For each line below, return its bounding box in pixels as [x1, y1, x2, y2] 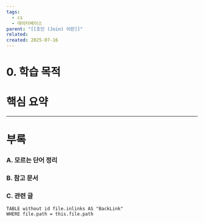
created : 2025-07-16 [6, 37, 59, 43]
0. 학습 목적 [6, 65, 61, 79]
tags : [6, 9, 20, 15]
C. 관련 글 [6, 192, 33, 201]
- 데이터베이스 [12, 20, 42, 26]
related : [6, 32, 29, 38]
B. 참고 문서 [6, 174, 38, 182]
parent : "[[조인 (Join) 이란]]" [6, 26, 83, 32]
